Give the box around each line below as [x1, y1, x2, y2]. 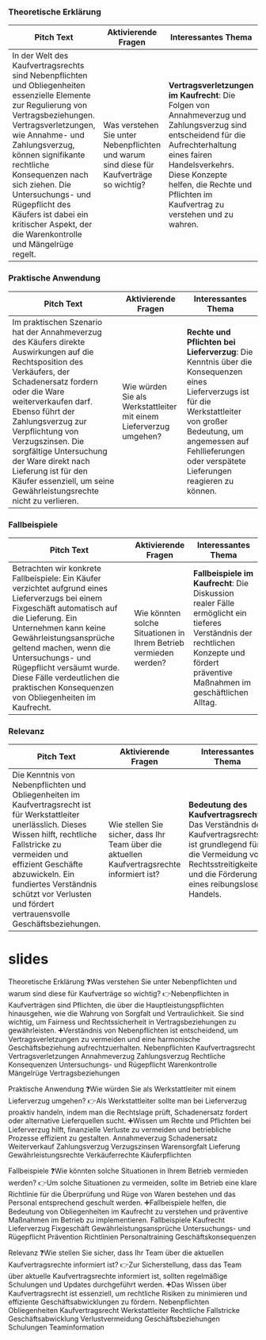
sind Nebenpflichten [12, 70, 88, 81]
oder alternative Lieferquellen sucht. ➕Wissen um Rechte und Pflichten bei [8, 1116, 252, 1126]
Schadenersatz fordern [12, 376, 99, 387]
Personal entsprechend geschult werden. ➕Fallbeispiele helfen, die [8, 1198, 227, 1207]
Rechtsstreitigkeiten [188, 859, 263, 870]
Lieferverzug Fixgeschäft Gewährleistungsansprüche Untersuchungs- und [8, 1224, 251, 1234]
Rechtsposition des [12, 356, 84, 367]
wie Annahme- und [12, 129, 85, 141]
